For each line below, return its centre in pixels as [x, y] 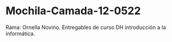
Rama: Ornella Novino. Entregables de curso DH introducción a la [86, 27]
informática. [20, 33]
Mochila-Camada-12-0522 [73, 11]
